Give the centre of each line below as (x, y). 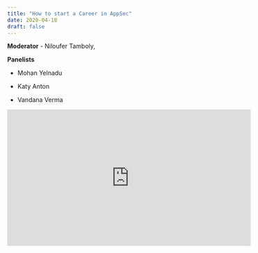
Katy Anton (33, 87)
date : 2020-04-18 (32, 20)
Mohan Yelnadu (40, 73)
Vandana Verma (40, 100)
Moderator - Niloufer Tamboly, (51, 46)
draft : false (26, 26)
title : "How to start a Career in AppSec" (70, 14)
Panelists (21, 60)
